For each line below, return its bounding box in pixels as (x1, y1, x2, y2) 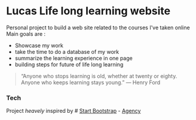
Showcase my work (14, 42, 64, 49)
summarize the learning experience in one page (14, 54, 133, 61)
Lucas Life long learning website (6, 4, 171, 18)
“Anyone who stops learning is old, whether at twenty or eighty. (20, 72, 177, 79)
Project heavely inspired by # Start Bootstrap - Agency (6, 107, 141, 115)
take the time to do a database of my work (14, 48, 120, 55)
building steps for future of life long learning (14, 61, 124, 68)
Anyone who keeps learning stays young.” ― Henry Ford (20, 79, 161, 86)
